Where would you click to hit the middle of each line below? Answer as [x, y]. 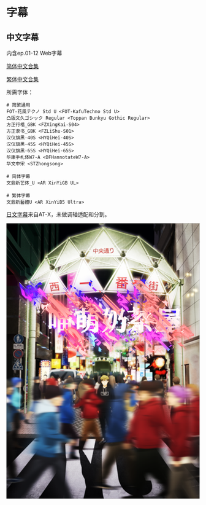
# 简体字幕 [18, 176]
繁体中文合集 [22, 79]
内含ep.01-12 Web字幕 [34, 53]
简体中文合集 [22, 66]
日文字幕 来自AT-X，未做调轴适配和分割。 [58, 214]
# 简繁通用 [18, 105]
